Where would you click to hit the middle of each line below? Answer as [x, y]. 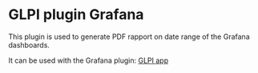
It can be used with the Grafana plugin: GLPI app [89, 60]
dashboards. [29, 44]
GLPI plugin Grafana [76, 15]
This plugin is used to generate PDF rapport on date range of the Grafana [129, 36]
